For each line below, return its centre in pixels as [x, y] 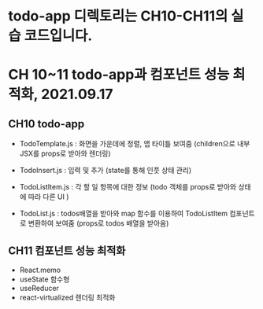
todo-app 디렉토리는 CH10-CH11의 [118, 16]
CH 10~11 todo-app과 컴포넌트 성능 [119, 75]
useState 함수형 [44, 279]
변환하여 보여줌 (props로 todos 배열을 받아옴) [98, 223]
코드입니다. [58, 36]
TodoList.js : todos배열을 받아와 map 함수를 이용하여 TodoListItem [124, 214]
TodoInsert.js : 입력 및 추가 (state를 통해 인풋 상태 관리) [106, 171]
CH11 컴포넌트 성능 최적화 [67, 250]
